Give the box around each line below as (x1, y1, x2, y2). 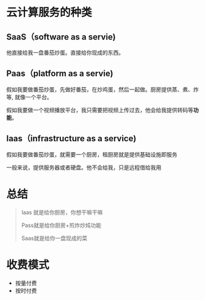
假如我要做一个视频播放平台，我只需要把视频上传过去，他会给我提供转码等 (6, 106, 193, 113)
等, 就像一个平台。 (6, 93, 52, 100)
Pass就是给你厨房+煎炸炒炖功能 (21, 222, 102, 229)
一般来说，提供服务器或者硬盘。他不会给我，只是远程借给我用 (6, 164, 162, 171)
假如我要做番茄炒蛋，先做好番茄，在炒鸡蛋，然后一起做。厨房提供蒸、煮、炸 (6, 86, 199, 93)
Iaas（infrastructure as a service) (6, 133, 137, 144)
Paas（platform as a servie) (6, 68, 113, 79)
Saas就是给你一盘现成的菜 (21, 234, 87, 242)
